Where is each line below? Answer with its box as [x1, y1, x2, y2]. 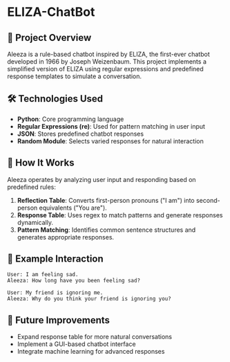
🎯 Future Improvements [7, 314, 111, 326]
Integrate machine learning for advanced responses [17, 347, 165, 356]
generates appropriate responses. [17, 233, 115, 241]
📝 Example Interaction [7, 253, 104, 265]
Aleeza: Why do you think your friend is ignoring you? [7, 296, 171, 302]
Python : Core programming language [17, 115, 124, 123]
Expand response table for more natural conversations [17, 333, 173, 341]
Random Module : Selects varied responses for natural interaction [17, 136, 204, 145]
